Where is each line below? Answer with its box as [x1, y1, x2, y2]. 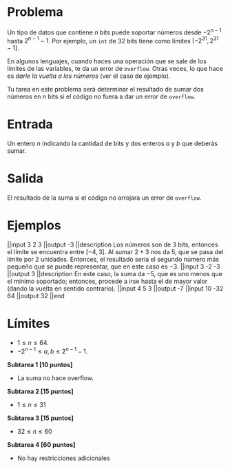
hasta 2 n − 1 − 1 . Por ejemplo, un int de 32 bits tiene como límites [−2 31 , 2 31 [7, 35, 219, 45]
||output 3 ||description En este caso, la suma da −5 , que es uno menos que [7, 270, 222, 278]
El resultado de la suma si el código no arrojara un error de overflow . [7, 194, 202, 202]
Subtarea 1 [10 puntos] [7, 360, 73, 368]
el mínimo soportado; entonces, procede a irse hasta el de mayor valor [7, 277, 208, 286]
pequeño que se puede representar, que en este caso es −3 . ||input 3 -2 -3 [7, 262, 220, 271]
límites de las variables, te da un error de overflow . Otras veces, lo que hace [7, 65, 224, 73]
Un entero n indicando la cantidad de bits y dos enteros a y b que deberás [7, 139, 218, 148]
